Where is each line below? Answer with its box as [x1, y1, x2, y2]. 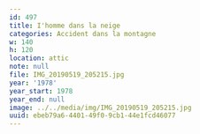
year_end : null [9, 94, 65, 104]
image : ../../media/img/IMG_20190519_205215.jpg [9, 103, 192, 112]
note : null [9, 63, 50, 71]
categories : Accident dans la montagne [9, 29, 157, 38]
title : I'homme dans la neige [9, 21, 121, 30]
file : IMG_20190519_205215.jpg [9, 71, 125, 79]
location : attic [9, 54, 69, 63]
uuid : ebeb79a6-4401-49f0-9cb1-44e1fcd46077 [9, 111, 176, 120]
